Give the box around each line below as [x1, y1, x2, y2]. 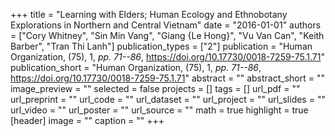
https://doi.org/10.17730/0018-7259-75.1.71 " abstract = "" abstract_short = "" [10, 72, 325, 84]
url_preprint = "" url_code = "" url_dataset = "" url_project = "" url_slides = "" [10, 94, 326, 105]
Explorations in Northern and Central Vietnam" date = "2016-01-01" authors [10, 19, 322, 31]
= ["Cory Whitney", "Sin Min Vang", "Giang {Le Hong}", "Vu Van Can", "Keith [10, 30, 325, 41]
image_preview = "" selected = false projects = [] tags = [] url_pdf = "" [10, 83, 301, 94]
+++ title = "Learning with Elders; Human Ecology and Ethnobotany [10, 9, 288, 20]
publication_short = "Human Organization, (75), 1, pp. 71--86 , [10, 62, 262, 73]
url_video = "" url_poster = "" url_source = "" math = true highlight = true [10, 104, 309, 116]
